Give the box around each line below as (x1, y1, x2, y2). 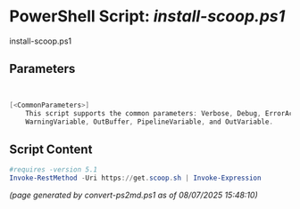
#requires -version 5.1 (9, 165, 98, 174)
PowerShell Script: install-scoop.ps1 (9, 6, 286, 27)
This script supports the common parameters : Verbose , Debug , (25, 109, 262, 117)
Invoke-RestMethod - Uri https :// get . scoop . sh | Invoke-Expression (9, 173, 262, 183)
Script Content (9, 141, 93, 157)
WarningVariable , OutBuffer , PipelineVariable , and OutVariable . (25, 117, 274, 126)
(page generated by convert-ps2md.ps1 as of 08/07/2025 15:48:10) (9, 189, 259, 200)
